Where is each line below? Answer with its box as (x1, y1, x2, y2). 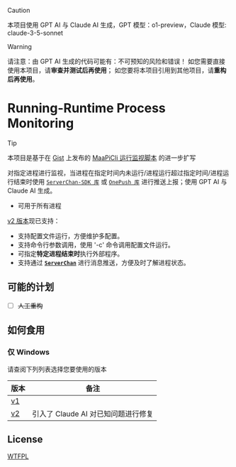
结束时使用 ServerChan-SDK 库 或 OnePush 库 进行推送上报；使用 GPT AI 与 (13, 177, 227, 186)
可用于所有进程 (17, 201, 62, 210)
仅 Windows (7, 348, 50, 358)
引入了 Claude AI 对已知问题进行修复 (32, 409, 154, 419)
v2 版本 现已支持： (7, 216, 60, 225)
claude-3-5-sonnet (7, 28, 64, 37)
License (7, 433, 43, 445)
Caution (7, 6, 30, 14)
